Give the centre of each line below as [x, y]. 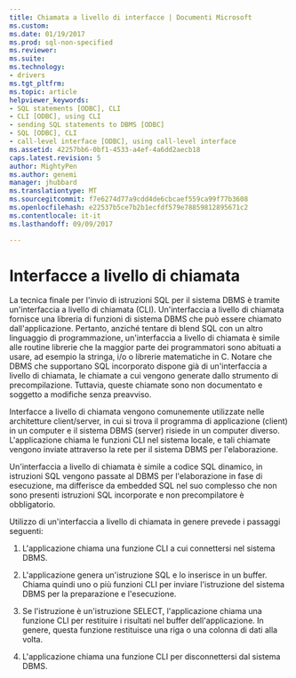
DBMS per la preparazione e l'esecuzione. [99, 594]
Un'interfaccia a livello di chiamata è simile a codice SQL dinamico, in [136, 467]
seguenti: [26, 531]
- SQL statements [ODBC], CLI [65, 108]
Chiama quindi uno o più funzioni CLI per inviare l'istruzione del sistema [153, 585]
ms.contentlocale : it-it [55, 215]
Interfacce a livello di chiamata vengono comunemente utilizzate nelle [137, 412]
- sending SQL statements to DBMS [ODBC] [87, 125]
